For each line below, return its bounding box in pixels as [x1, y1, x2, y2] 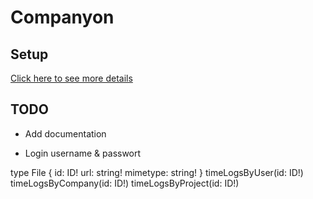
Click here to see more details [10, 72, 133, 84]
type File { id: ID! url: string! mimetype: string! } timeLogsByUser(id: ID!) [10, 166, 304, 178]
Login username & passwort [24, 147, 142, 159]
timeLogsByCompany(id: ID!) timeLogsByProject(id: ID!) [10, 177, 240, 189]
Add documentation [24, 127, 107, 140]
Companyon [10, 6, 115, 29]
